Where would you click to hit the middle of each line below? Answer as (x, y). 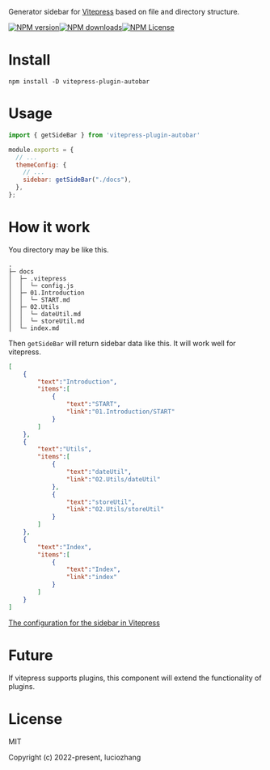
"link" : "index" (91, 577)
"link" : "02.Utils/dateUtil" (113, 479)
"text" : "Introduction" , (77, 382)
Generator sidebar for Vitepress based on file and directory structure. (124, 12)
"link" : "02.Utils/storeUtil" (115, 510)
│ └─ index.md (34, 328)
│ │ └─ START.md (39, 300)
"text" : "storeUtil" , (101, 502)
